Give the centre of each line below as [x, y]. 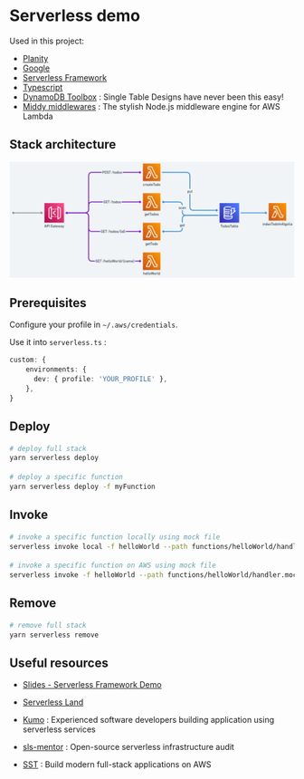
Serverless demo [75, 16]
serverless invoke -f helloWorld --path [87, 575]
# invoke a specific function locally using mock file [115, 537]
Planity [35, 58]
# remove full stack [48, 625]
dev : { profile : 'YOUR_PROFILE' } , [100, 380]
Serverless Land [53, 702]
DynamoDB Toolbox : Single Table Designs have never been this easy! [153, 97]
